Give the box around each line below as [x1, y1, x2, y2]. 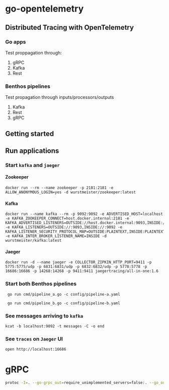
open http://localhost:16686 [5, 347, 66, 352]
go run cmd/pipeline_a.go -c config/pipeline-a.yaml [7, 292, 121, 297]
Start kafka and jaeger [5, 161, 60, 169]
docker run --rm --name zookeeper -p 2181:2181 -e [5, 185, 114, 191]
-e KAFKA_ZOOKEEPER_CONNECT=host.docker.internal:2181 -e [5, 216, 129, 221]
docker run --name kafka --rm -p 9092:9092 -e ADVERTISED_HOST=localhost [5, 211, 163, 217]
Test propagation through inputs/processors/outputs [5, 94, 114, 100]
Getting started [5, 129, 54, 138]
